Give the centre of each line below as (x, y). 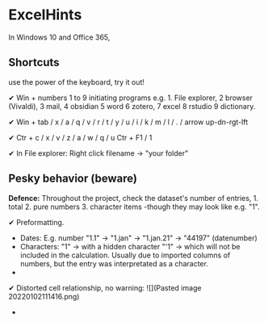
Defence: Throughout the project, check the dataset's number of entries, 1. (134, 198)
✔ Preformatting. (36, 222)
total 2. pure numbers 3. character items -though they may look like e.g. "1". (134, 207)
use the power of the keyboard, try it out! (77, 82)
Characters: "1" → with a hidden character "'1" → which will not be (130, 246)
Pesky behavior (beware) (73, 179)
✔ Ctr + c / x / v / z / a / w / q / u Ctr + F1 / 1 (80, 137)
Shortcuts (34, 63)
